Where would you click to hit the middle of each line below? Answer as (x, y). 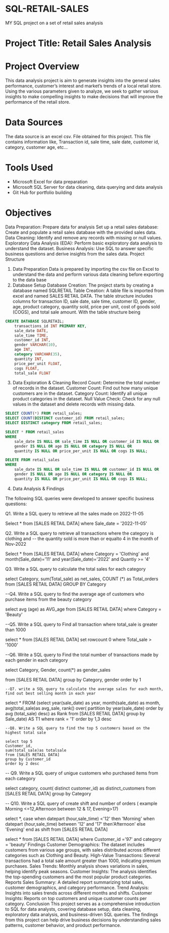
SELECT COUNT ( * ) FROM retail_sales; (44, 414)
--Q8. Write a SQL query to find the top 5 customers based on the (78, 728)
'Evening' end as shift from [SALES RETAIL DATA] (57, 829)
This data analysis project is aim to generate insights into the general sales (83, 80)
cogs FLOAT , (27, 368)
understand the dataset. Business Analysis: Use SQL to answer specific (79, 248)
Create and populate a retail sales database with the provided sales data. (81, 232)
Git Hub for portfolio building (42, 192)
